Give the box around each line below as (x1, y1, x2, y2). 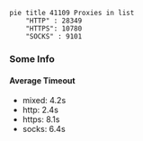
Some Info (9, 52, 56, 65)
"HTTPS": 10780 (25, 24, 83, 33)
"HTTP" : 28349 (25, 16, 83, 25)
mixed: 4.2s (22, 95, 67, 106)
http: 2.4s (22, 104, 58, 116)
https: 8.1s (22, 114, 60, 125)
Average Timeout (9, 75, 76, 85)
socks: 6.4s (22, 124, 66, 135)
